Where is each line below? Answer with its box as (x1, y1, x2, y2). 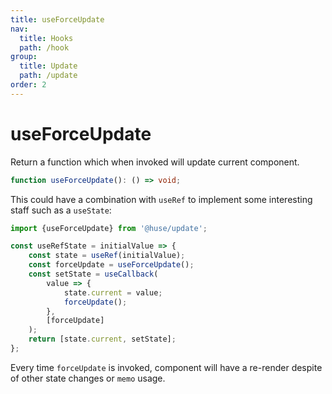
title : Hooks (19, 33, 74, 43)
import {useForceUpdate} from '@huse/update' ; (10, 223, 208, 233)
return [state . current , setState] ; (28, 334, 177, 345)
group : (10, 52, 38, 62)
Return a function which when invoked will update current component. (10, 156, 300, 168)
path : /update (19, 71, 78, 81)
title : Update (19, 61, 78, 71)
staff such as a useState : (10, 204, 112, 216)
